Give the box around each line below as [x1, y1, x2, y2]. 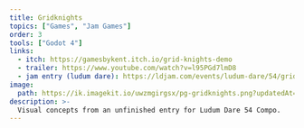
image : [9, 80, 34, 89]
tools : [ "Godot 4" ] [9, 38, 83, 48]
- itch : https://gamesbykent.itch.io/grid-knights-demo [17, 55, 233, 64]
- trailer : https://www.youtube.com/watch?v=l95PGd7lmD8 [17, 64, 237, 73]
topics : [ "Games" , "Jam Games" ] [9, 22, 131, 31]
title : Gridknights [9, 13, 83, 23]
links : [9, 47, 34, 56]
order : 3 [9, 30, 43, 39]
